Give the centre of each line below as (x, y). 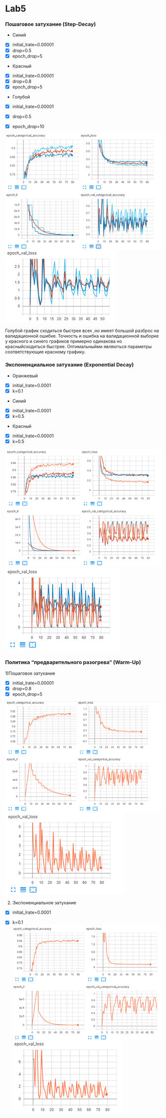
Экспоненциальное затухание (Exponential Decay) (70, 365)
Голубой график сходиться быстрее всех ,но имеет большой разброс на (82, 331)
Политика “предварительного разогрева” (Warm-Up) (73, 662)
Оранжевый (25, 375)
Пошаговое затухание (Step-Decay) (51, 24)
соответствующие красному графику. (45, 352)
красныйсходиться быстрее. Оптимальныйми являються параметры (79, 347)
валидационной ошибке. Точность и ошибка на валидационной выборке (82, 336)
